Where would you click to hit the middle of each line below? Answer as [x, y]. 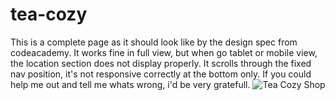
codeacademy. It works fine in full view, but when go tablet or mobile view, [164, 52]
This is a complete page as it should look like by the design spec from [154, 42]
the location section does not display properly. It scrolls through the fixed [161, 63]
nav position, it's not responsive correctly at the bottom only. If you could [161, 74]
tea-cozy [49, 14]
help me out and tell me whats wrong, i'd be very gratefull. [130, 84]
